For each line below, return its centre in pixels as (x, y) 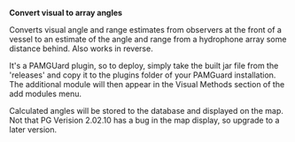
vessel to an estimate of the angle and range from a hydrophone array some (148, 39)
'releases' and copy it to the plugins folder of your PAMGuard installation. (143, 75)
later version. (33, 130)
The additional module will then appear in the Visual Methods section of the (147, 84)
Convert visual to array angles (66, 13)
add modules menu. (46, 93)
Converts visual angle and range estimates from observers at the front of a (145, 30)
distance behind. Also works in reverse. (81, 49)
